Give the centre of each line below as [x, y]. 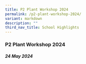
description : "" [21, 23]
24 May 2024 [19, 56]
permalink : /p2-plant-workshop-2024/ [43, 14]
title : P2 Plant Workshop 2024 [37, 9]
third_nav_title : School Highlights [42, 28]
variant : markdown [24, 18]
